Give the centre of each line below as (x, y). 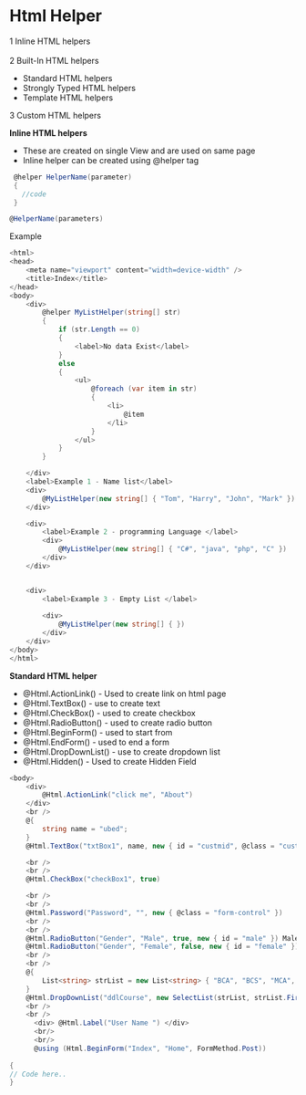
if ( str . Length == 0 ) (99, 329)
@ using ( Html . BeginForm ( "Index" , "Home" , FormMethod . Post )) (150, 1048)
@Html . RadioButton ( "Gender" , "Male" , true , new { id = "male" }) (153, 938)
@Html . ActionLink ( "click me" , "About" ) (118, 795)
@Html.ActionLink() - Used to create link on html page (124, 693)
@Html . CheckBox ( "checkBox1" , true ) (93, 880)
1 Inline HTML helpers (50, 41)
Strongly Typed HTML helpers (79, 88)
